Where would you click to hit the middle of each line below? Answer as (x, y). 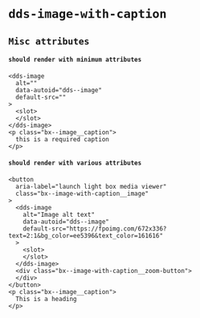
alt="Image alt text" (59, 214)
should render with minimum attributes (75, 60)
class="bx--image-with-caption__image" (82, 194)
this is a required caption (63, 139)
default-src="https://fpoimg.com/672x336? (95, 228)
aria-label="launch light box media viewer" (91, 186)
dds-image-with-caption (88, 14)
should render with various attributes (75, 163)
